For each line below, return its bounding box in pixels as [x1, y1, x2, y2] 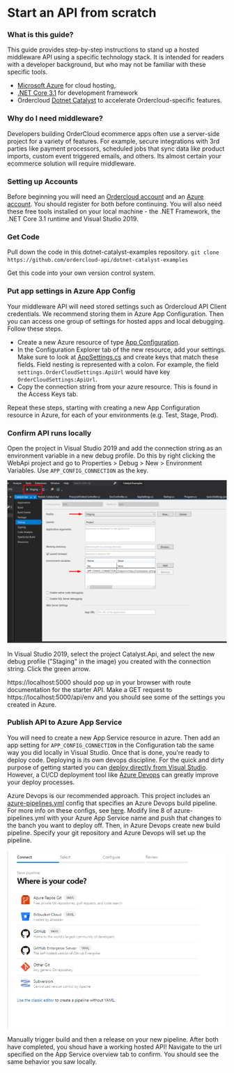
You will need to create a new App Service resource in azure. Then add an [7, 733, 221, 742]
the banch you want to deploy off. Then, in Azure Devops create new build [7, 821, 221, 830]
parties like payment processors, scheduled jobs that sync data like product [7, 144, 225, 153]
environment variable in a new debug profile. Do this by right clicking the [7, 451, 216, 460]
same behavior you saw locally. [7, 1058, 97, 1066]
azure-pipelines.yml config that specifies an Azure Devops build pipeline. [7, 799, 217, 807]
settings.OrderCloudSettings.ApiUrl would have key [17, 368, 171, 376]
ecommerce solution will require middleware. [7, 159, 136, 167]
